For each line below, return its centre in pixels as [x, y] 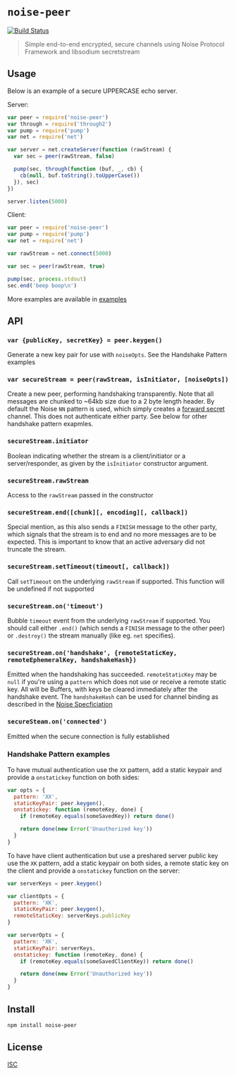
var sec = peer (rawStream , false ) [64, 156]
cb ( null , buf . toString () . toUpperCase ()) [80, 175]
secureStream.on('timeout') [55, 606]
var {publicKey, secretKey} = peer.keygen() [85, 340]
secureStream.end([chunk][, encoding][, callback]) [98, 512]
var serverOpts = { [36, 936]
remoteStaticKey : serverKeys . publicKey [72, 916]
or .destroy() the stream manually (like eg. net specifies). [91, 635]
